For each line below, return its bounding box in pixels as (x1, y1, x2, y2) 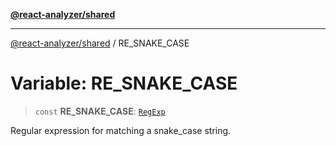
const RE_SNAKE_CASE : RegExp (34, 105, 166, 117)
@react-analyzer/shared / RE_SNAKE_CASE (10, 37, 190, 49)
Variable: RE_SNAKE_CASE (10, 72, 238, 95)
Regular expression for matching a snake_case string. (10, 124, 232, 136)
